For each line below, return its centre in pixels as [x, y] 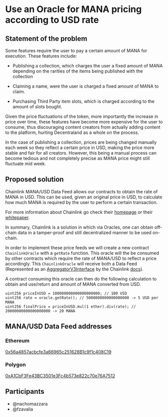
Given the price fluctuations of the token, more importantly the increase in [82, 116]
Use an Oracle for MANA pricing [73, 9]
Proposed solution [34, 180]
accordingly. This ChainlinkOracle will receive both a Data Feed [71, 263]
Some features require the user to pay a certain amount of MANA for [76, 51]
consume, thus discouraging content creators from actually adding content [83, 127]
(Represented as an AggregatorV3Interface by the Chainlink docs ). [74, 269]
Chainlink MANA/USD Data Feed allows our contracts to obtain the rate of [81, 191]
